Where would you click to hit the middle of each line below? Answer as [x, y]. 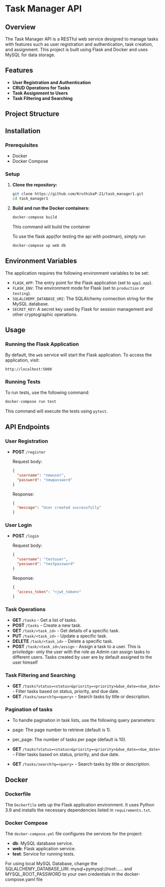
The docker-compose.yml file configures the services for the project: [74, 834]
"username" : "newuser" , [41, 475]
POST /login [26, 536]
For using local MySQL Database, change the [51, 864]
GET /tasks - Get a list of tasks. [45, 620]
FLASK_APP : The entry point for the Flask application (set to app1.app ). [82, 283]
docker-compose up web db [39, 245]
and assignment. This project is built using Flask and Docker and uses [77, 49]
